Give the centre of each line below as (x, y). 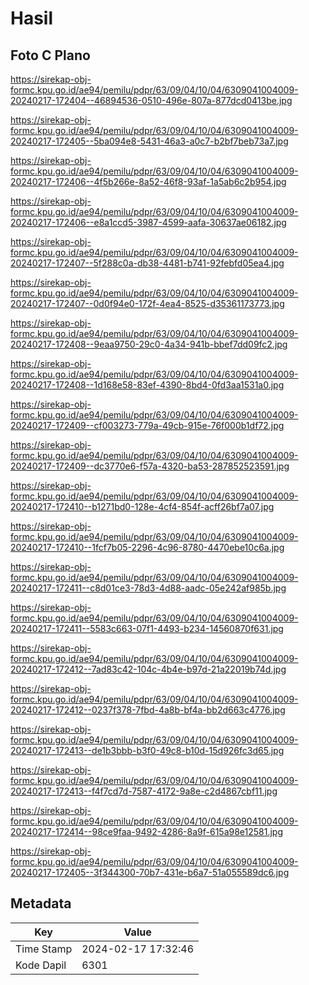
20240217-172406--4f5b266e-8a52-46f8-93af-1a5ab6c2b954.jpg (148, 181)
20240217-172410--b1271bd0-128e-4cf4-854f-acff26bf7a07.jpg (142, 506)
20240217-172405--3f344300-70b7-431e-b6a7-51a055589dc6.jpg (150, 872)
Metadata (41, 903)
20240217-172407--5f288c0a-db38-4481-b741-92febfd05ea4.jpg (147, 263)
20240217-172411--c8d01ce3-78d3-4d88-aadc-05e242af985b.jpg (148, 588)
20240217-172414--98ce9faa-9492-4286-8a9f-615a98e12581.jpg (147, 831)
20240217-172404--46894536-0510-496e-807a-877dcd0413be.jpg (151, 100)
